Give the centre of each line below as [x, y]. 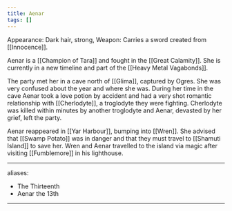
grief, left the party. [35, 117]
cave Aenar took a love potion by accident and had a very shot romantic [109, 96]
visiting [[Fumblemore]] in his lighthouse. [65, 153]
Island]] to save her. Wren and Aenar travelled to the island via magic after [113, 145]
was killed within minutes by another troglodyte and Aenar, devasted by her [115, 110]
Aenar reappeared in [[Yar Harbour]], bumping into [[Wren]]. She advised [111, 131]
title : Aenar [26, 13]
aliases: [18, 172]
